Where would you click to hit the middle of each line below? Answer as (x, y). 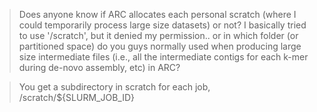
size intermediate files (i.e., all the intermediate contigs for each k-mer (163, 57)
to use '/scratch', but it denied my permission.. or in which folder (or (158, 35)
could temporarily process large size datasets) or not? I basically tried (162, 25)
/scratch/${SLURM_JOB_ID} (76, 97)
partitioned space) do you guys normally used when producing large (160, 46)
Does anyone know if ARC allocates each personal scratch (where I (157, 14)
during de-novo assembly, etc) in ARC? (99, 67)
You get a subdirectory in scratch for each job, (114, 87)
